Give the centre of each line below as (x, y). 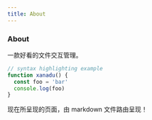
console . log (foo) (39, 88)
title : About (27, 14)
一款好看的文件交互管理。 (45, 55)
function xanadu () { (38, 75)
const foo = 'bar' (41, 82)
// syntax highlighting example (55, 68)
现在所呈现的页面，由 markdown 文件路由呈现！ (77, 109)
